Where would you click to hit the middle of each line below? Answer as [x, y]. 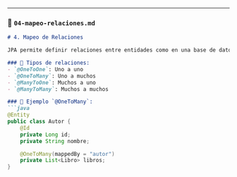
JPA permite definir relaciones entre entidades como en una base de [112, 50]
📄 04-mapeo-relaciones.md [51, 23]
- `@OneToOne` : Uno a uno [45, 69]
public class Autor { [39, 122]
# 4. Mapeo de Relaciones [45, 37]
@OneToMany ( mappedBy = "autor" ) [67, 154]
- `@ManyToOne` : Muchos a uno [52, 83]
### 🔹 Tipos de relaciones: [49, 63]
